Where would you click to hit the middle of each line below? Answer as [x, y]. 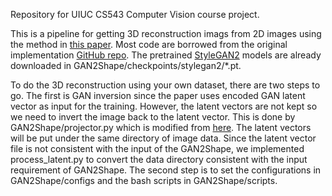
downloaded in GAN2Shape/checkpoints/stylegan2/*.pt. [126, 65]
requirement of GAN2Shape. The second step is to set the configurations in [166, 170]
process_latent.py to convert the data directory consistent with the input [159, 159]
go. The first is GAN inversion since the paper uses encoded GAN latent [158, 95]
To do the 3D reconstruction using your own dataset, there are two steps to [165, 85]
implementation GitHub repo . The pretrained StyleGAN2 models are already [166, 55]
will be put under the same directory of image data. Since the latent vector [163, 138]
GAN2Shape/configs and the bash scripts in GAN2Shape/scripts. [144, 180]
